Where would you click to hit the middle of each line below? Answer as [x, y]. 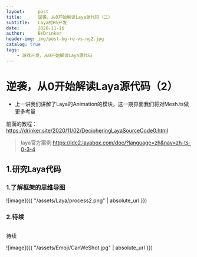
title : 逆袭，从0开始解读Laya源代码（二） [60, 17]
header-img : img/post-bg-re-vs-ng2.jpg [55, 39]
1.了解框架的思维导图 [36, 187]
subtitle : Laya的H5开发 [37, 22]
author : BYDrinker [34, 34]
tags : [13, 50]
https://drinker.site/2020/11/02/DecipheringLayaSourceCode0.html [87, 130]
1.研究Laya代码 [34, 169]
